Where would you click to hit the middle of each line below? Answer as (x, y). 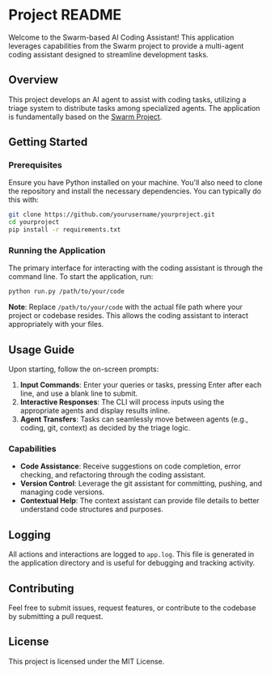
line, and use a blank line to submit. (79, 393)
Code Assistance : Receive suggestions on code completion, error (130, 466)
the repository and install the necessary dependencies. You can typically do (135, 191)
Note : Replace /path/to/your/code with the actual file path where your (125, 307)
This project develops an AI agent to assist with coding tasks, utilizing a (127, 100)
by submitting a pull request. (56, 616)
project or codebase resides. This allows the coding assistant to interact (129, 316)
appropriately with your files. (56, 324)
